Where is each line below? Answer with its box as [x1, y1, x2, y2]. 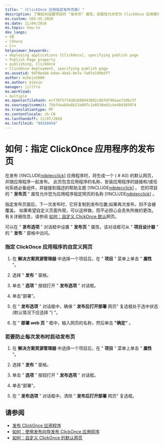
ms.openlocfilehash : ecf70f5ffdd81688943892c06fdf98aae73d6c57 [5, 98, 137, 103]
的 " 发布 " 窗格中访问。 [5, 230, 53, 236]
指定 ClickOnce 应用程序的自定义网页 [5, 244, 93, 250]
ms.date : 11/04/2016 [5, 21, 47, 26]
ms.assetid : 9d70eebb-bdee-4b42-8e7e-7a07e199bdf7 [5, 71, 110, 76]
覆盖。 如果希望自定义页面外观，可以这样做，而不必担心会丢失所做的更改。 [5, 207, 156, 213]
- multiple [5, 93, 27, 98]
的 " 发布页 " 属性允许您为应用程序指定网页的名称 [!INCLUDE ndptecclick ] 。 [5, 191, 157, 197]
